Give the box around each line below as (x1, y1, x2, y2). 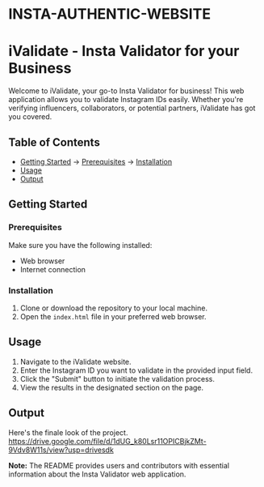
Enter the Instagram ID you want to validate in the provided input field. (19, 365, 253, 375)
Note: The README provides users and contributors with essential (8, 460, 230, 470)
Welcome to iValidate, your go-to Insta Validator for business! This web (8, 86, 245, 96)
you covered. (8, 112, 52, 122)
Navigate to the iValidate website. (19, 357, 132, 366)
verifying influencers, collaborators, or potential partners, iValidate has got (8, 103, 256, 113)
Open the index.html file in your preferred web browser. (19, 311, 207, 321)
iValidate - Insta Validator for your (8, 42, 240, 61)
